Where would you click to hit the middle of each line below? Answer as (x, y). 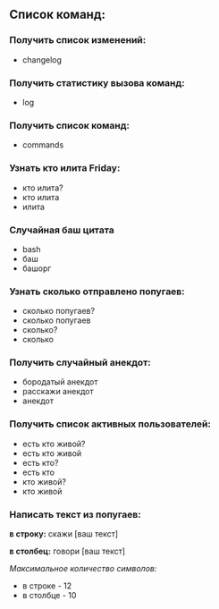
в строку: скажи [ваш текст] (64, 534)
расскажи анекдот (58, 392)
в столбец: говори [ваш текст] (67, 551)
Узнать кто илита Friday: (65, 168)
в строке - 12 (47, 586)
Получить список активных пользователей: (110, 424)
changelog (42, 59)
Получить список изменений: (78, 40)
